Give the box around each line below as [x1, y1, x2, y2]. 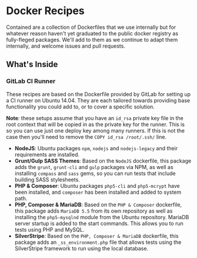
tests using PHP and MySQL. [14, 226, 85, 233]
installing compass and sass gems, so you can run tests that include [14, 170, 176, 177]
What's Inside [6, 59, 58, 70]
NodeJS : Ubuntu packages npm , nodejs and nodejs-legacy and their [14, 144, 178, 151]
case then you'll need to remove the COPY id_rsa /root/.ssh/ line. [6, 133, 166, 140]
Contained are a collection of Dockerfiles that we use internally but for [6, 24, 176, 31]
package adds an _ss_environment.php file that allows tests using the [14, 239, 182, 246]
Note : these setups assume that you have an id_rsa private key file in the [6, 114, 184, 121]
